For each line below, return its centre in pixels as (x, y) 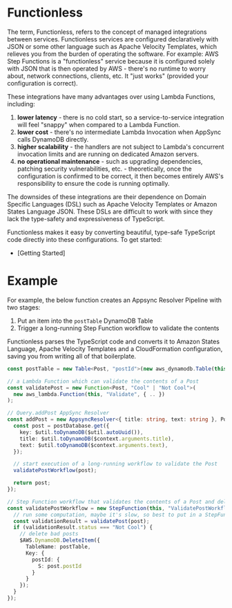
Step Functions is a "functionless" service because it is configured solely (111, 61)
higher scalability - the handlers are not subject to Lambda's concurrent (120, 146)
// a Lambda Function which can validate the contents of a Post (103, 381)
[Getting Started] (41, 253)
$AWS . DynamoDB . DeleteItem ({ (60, 540)
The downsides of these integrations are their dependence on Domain (107, 197)
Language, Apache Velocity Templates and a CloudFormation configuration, (115, 349)
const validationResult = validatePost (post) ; (81, 521)
